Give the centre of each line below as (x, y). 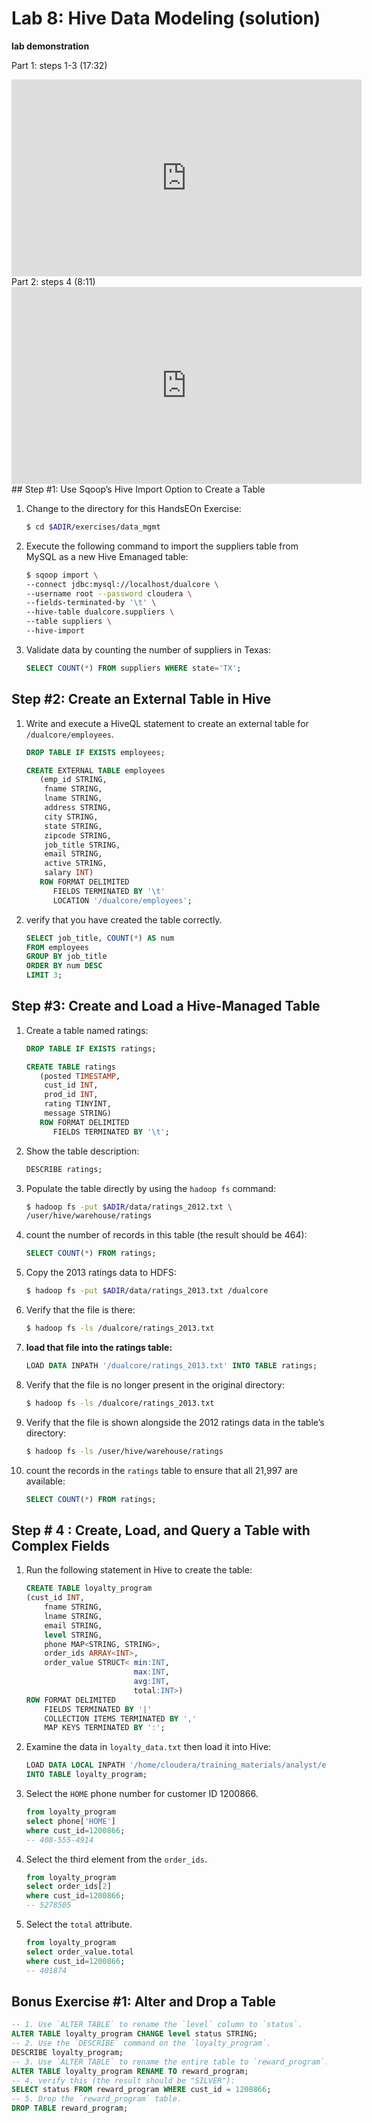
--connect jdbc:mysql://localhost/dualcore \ (122, 584)
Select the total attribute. (79, 1924)
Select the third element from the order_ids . (116, 1859)
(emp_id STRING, (73, 780)
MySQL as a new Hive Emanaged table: (107, 556)
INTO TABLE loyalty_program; (86, 1775)
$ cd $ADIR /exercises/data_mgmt (93, 527)
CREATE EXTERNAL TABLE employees (95, 770)
